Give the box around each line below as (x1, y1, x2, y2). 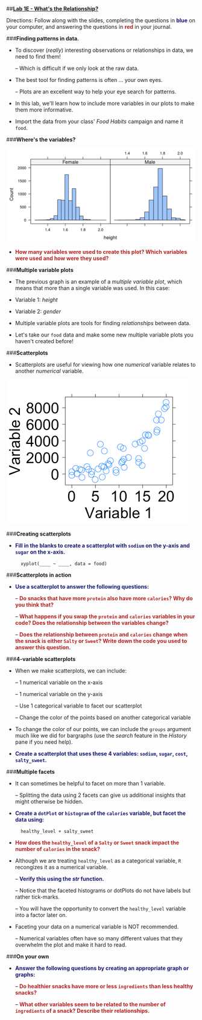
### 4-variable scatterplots (6, 656, 76, 663)
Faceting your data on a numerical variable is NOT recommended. (14, 923, 179, 931)
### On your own (6, 953, 49, 960)
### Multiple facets (6, 768, 55, 776)
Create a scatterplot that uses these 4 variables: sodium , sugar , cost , (14, 750, 188, 758)
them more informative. (14, 106, 74, 113)
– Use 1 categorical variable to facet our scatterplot (14, 702, 142, 709)
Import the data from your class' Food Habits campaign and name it (14, 118, 183, 125)
